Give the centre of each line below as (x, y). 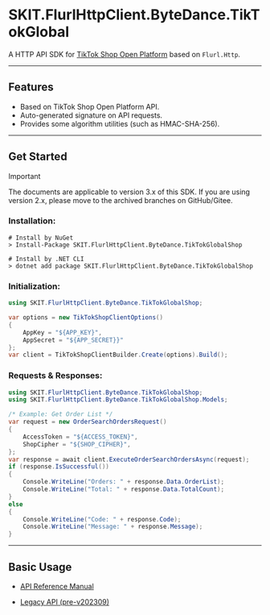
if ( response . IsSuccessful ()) (59, 467)
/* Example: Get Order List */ (61, 414)
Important (25, 176)
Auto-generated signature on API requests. (91, 115)
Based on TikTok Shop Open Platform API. (90, 106)
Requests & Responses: (55, 376)
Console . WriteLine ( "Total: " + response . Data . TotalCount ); (124, 489)
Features (31, 87)
